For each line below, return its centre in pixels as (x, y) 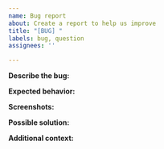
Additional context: (41, 139)
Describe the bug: (39, 76)
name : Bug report (37, 16)
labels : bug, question (46, 38)
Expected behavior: (42, 91)
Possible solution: (39, 122)
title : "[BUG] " (35, 31)
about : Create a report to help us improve (82, 23)
